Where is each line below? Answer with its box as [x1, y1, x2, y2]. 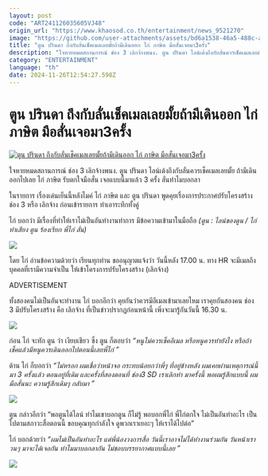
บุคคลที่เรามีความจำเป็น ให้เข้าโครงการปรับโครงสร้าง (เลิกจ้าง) [9, 264, 169, 273]
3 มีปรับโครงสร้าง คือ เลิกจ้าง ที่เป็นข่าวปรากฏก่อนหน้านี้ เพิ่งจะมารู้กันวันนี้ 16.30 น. [9, 305, 227, 314]
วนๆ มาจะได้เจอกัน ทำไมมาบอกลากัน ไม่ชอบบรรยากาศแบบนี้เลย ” [9, 443, 181, 453]
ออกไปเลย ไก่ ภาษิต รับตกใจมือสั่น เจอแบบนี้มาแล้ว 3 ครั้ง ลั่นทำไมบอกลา [9, 175, 201, 184]
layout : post [9, 11, 52, 20]
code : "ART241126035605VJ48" [9, 19, 106, 27]
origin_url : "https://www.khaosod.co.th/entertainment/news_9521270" [9, 26, 245, 34]
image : [9, 33, 31, 42]
